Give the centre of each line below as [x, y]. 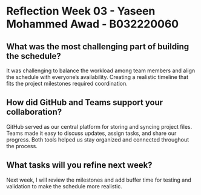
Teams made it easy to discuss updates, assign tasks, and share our [91, 133]
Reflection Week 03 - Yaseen [81, 11]
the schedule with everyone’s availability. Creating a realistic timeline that [97, 77]
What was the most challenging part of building [98, 46]
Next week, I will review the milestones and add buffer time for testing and [99, 180]
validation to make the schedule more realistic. [64, 186]
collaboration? [34, 112]
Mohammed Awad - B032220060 [93, 24]
